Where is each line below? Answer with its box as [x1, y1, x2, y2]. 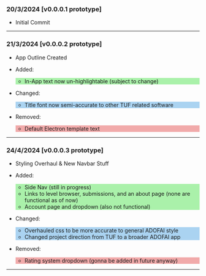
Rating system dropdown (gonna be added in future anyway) [24, 256, 178, 264]
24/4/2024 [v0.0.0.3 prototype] [6, 146, 104, 154]
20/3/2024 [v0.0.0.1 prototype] [6, 5, 102, 13]
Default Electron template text [24, 125, 100, 132]
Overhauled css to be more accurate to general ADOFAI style [24, 226, 179, 234]
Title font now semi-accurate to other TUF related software [24, 101, 174, 108]
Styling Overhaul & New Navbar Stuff [15, 160, 109, 167]
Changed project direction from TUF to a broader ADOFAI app [24, 233, 181, 241]
